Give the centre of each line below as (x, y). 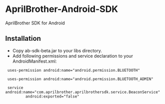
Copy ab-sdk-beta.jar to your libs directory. (57, 50)
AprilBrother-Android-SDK (62, 9)
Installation (23, 39)
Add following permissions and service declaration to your (73, 56)
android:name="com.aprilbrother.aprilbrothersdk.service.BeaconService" (83, 92)
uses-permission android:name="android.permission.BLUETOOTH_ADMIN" (80, 79)
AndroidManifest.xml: (35, 61)
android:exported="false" (52, 96)
